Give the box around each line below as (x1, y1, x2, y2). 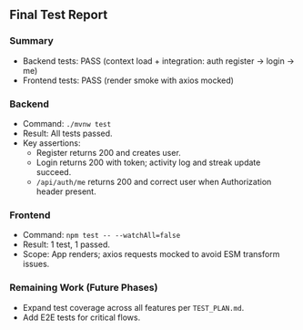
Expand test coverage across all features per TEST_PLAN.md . (22, 302, 245, 313)
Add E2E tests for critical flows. (22, 312, 141, 323)
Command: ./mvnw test (22, 118, 112, 129)
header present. (35, 186, 97, 197)
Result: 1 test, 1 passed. (22, 239, 111, 250)
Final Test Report (9, 7, 108, 23)
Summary (9, 35, 55, 47)
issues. (22, 259, 50, 270)
